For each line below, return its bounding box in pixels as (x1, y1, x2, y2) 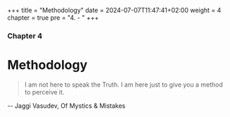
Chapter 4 (7, 31, 43, 41)
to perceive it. (24, 87, 65, 96)
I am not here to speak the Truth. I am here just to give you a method (24, 80, 224, 89)
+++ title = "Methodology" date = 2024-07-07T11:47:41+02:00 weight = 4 (7, 6, 222, 14)
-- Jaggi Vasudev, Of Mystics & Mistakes (7, 101, 126, 110)
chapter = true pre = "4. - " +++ (7, 13, 99, 22)
